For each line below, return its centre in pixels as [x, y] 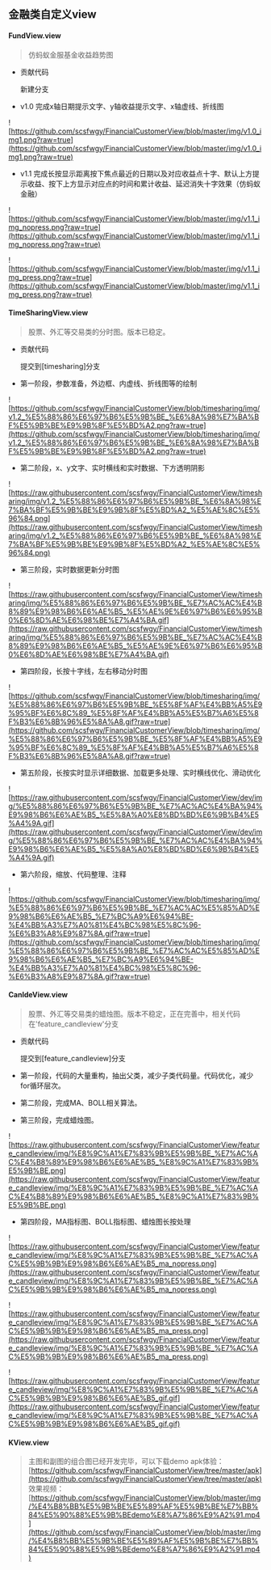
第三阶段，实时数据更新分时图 [69, 569]
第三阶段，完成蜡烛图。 [59, 1120]
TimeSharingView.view [48, 313]
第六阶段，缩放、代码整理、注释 [73, 874]
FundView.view [35, 36]
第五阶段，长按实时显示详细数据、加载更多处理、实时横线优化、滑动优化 [140, 772]
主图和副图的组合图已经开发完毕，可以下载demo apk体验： [126, 1462]
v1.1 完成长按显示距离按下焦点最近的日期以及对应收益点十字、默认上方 [136, 173]
